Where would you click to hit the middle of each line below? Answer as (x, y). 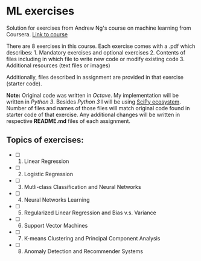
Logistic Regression (49, 174)
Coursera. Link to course (37, 34)
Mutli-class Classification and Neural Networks (82, 187)
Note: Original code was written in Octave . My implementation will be (93, 95)
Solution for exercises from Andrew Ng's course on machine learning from (99, 28)
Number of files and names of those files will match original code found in (98, 108)
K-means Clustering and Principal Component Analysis (92, 238)
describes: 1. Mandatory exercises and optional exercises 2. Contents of (96, 52)
